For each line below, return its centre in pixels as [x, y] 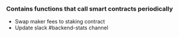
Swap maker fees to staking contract [60, 22]
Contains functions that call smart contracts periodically [90, 9]
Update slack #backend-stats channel [62, 28]
